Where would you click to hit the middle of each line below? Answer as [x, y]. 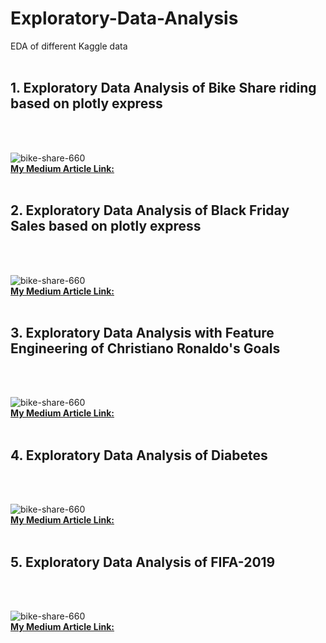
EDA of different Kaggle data [69, 46]
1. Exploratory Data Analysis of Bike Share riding [163, 88]
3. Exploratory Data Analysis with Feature [142, 332]
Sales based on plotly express [106, 226]
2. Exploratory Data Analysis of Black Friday [150, 210]
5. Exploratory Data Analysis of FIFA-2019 [143, 562]
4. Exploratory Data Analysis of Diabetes [139, 455]
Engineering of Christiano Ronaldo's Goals [145, 348]
